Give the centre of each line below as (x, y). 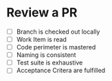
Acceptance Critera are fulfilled (61, 71)
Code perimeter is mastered (56, 47)
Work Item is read (41, 39)
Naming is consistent (46, 55)
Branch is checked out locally (58, 32)
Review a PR (42, 13)
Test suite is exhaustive (49, 62)
